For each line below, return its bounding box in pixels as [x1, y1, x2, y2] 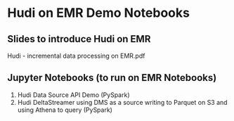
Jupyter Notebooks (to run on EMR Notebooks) [7, 72, 217, 84]
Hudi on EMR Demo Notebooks [7, 5, 190, 21]
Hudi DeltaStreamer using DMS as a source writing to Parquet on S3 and [17, 98, 228, 106]
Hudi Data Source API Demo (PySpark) [17, 90, 130, 99]
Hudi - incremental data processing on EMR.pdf [7, 51, 145, 60]
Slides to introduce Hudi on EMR [7, 33, 151, 45]
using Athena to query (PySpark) [17, 106, 112, 114]
